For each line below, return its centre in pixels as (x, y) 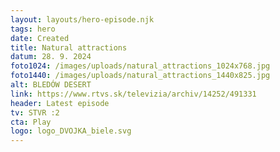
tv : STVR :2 (35, 112)
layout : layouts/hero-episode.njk (82, 19)
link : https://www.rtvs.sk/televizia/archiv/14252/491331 (133, 94)
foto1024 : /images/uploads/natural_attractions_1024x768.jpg (140, 66)
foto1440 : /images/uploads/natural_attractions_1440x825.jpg (140, 76)
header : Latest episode (60, 103)
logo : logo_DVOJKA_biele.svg (71, 131)
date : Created (40, 38)
